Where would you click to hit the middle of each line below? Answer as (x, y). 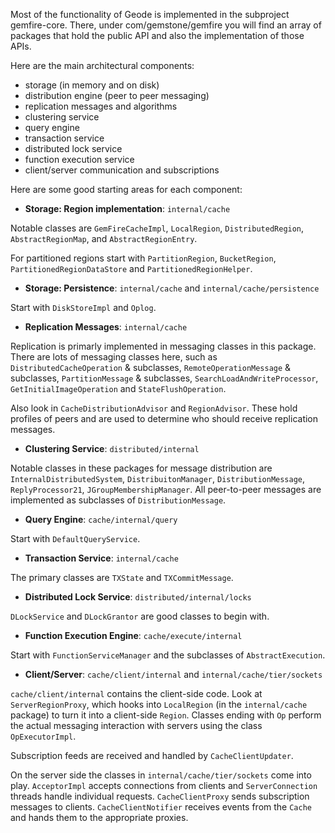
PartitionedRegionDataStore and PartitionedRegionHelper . (131, 268)
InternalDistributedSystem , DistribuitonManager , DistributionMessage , (158, 478)
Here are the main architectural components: (102, 65)
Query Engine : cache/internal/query (101, 519)
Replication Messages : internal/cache (106, 327)
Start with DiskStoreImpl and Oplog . (83, 307)
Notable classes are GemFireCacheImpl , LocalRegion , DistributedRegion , (157, 228)
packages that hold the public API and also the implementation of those (157, 35)
